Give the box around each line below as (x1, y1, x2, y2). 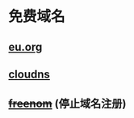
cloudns (8, 67, 51, 81)
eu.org (8, 40, 43, 53)
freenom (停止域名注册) (8, 97, 127, 111)
